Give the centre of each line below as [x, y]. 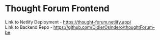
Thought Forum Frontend [57, 9]
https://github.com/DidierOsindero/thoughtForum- [104, 27]
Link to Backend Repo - [29, 27]
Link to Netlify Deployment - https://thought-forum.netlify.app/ [68, 22]
